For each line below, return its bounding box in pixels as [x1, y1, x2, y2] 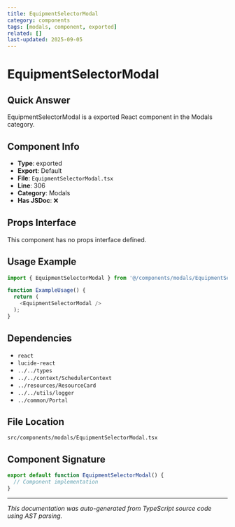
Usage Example [7, 256, 77, 268]
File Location [7, 416, 65, 428]
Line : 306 [17, 181, 45, 190]
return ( [13, 293, 39, 301]
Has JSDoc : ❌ [17, 196, 59, 204]
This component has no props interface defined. [7, 235, 147, 244]
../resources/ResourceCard [17, 382, 97, 389]
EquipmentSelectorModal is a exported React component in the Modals [7, 113, 213, 121]
